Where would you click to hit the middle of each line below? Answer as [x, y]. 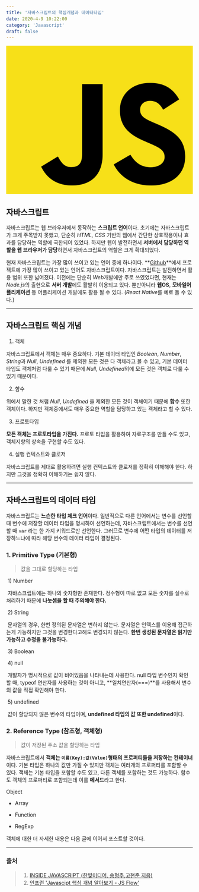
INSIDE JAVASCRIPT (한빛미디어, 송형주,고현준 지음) [91, 875]
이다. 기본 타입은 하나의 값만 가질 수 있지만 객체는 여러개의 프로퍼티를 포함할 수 [97, 765]
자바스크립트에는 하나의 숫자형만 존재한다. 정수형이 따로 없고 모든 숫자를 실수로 [98, 593]
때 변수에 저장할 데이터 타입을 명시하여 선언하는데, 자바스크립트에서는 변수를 [94, 523]
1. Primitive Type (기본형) [42, 554]
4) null [15, 663]
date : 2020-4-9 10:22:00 [37, 19]
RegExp [24, 827]
